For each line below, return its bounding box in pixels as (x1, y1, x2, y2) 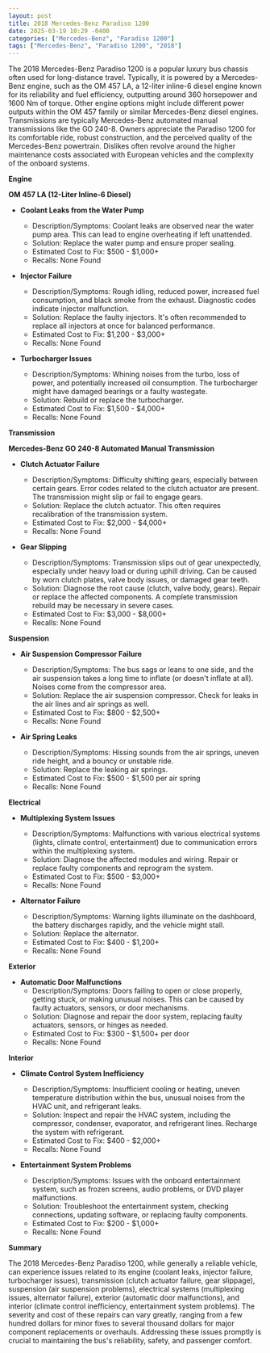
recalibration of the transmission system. (31, 510, 168, 519)
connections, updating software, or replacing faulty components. (31, 1210, 248, 1220)
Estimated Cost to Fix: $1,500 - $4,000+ (31, 404, 165, 414)
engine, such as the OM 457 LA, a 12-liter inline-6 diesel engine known (27, 82, 262, 91)
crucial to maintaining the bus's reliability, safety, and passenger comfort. (8, 1336, 252, 1346)
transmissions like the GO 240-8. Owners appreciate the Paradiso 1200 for (8, 124, 256, 134)
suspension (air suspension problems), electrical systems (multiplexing (8, 1284, 244, 1294)
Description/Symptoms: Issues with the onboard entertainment (31, 1176, 241, 1186)
